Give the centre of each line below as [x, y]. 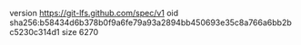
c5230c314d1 [35, 32]
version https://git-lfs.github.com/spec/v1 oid [94, 13]
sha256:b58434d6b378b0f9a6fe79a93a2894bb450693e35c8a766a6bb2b [151, 22]
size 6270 [80, 32]
